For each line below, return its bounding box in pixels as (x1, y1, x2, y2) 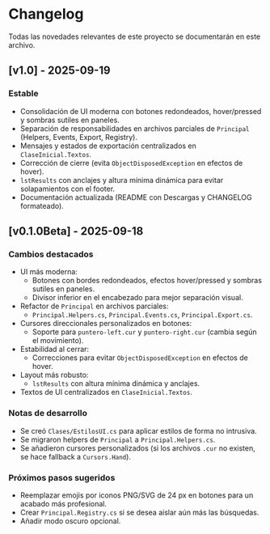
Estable (8, 88, 39, 100)
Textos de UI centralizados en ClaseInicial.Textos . (19, 388, 192, 397)
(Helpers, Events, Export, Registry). (19, 132, 137, 142)
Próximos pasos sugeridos (8, 472, 116, 483)
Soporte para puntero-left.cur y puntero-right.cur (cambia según (32, 327, 257, 337)
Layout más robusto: (19, 370, 89, 380)
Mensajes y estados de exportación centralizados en (19, 141, 196, 150)
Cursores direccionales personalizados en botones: (19, 319, 192, 328)
